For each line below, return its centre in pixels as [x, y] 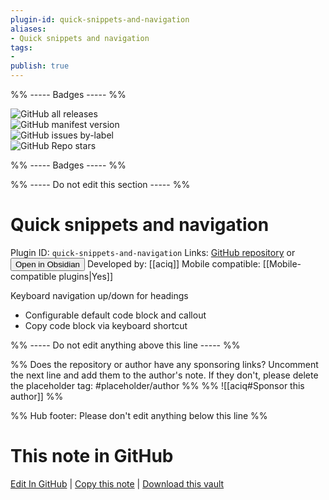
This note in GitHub [92, 456]
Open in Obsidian [47, 264]
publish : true [40, 66]
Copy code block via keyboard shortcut [106, 325]
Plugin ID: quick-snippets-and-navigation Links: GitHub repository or [153, 252]
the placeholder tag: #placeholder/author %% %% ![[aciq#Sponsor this [157, 385]
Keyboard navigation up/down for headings [99, 295]
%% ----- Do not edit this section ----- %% [100, 184]
